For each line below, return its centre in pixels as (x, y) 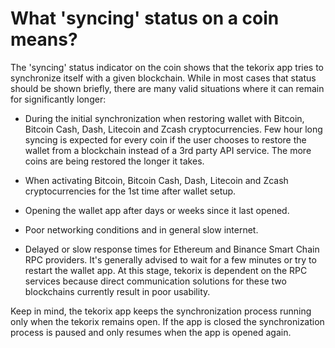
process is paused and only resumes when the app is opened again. (151, 332)
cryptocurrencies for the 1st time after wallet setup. (130, 191)
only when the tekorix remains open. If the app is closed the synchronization (167, 321)
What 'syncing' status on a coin (145, 18)
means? (44, 39)
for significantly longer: (58, 99)
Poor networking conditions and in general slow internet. (141, 229)
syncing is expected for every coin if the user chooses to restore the (165, 139)
